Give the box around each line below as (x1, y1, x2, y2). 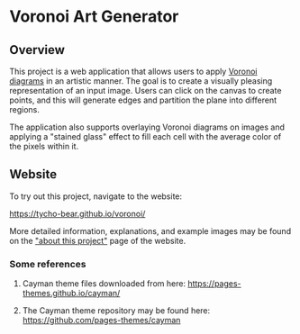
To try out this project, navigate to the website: (9, 191, 183, 202)
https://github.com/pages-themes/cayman (22, 315, 181, 326)
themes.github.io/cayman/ (22, 288, 121, 299)
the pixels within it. (9, 141, 79, 151)
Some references (9, 257, 86, 270)
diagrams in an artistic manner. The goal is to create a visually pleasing (9, 76, 273, 86)
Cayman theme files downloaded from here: (22, 278, 186, 289)
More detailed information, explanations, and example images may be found (9, 225, 291, 236)
